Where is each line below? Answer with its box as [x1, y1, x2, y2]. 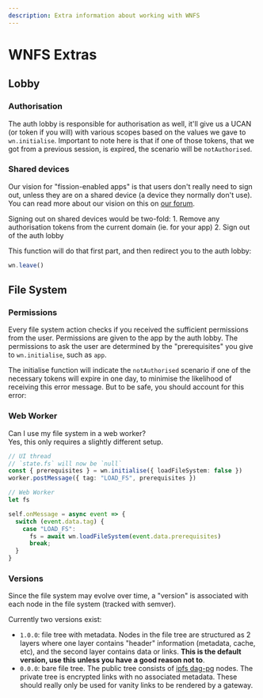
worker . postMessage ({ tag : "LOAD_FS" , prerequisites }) [8, 474, 196, 483]
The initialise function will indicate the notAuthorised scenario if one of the [8, 366, 251, 375]
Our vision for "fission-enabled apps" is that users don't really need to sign [8, 181, 253, 191]
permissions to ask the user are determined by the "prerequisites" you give [8, 342, 253, 351]
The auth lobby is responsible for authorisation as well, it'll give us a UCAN [8, 119, 252, 128]
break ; [29, 540, 51, 548]
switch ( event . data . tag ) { [15, 518, 105, 525]
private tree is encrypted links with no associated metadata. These [19, 672, 238, 681]
